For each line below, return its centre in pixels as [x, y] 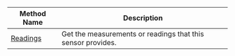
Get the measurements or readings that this [133, 34]
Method [33, 13]
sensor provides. [89, 43]
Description [143, 18]
